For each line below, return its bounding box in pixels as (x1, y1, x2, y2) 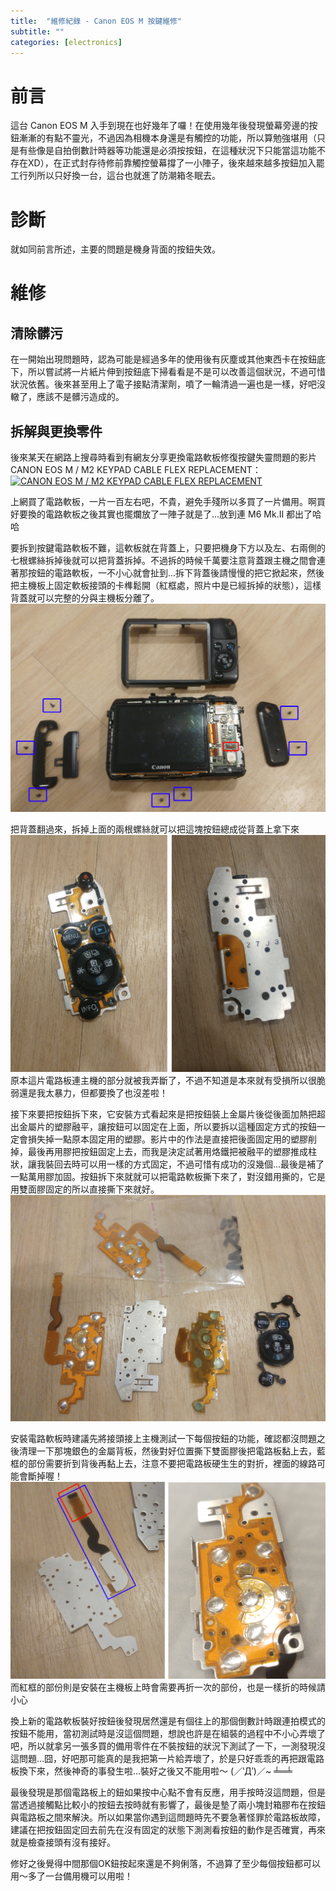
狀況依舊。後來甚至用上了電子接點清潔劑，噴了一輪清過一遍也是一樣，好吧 (10, 378, 317, 390)
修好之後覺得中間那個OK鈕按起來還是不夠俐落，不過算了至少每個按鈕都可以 (10, 1857, 322, 1869)
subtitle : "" (10, 26, 65, 37)
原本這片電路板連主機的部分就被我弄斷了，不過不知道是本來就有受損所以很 (10, 1074, 317, 1086)
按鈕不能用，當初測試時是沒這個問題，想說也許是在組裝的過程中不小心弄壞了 (10, 1727, 326, 1739)
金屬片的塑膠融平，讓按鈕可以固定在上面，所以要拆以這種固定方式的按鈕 (18, 1120, 317, 1132)
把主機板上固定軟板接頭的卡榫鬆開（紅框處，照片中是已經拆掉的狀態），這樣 (10, 580, 322, 592)
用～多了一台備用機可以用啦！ (10, 1870, 133, 1882)
